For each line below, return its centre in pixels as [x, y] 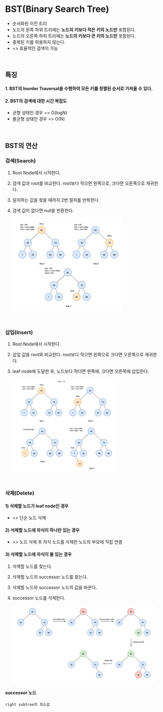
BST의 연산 [22, 145]
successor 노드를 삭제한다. [39, 598]
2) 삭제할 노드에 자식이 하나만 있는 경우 [43, 530]
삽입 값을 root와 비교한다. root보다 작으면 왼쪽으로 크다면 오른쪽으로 [78, 355]
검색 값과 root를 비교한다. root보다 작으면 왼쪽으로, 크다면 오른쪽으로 [79, 183]
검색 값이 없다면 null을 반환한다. [43, 210]
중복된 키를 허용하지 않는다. [39, 42]
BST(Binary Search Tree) [57, 9]
